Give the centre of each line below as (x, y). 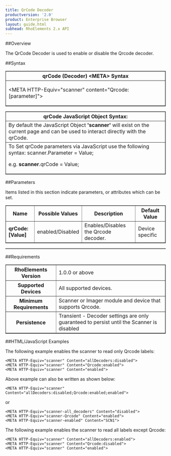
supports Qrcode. (79, 307)
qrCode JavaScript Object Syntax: (85, 117)
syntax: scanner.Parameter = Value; (51, 153)
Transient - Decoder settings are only (104, 316)
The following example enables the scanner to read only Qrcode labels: (80, 352)
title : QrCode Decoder (29, 10)
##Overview (18, 43)
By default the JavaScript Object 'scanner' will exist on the (79, 125)
